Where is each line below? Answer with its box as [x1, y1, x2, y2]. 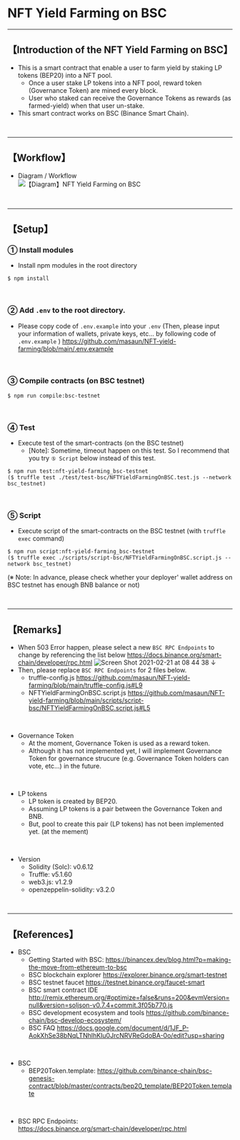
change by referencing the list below [17, 651, 126, 660]
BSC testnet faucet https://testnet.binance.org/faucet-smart [28, 978, 205, 987]
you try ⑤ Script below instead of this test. [28, 454, 156, 463]
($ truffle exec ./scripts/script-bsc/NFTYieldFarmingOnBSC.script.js [7, 555, 222, 562]
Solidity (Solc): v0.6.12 [28, 862, 94, 872]
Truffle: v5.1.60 [28, 870, 73, 879]
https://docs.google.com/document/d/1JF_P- [56, 1024, 189, 1032]
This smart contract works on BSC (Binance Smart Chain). [17, 109, 189, 117]
